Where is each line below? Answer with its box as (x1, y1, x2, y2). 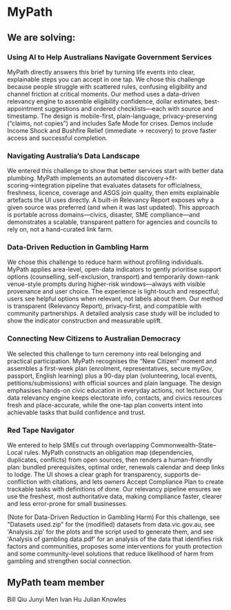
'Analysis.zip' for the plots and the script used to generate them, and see (7, 528, 214, 536)
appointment (7, 104, 43, 112)
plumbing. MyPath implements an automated (7, 174, 134, 183)
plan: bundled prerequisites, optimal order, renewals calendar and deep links (7, 463, 225, 471)
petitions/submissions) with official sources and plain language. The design (7, 378, 222, 387)
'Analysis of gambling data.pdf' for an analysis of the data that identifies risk (7, 535, 223, 543)
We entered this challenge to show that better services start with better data (7, 167, 224, 175)
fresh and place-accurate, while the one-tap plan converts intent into (7, 400, 203, 409)
